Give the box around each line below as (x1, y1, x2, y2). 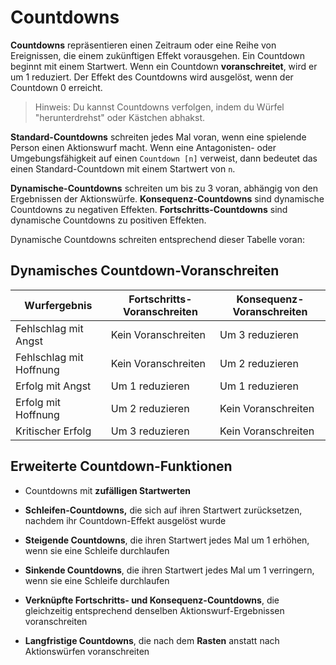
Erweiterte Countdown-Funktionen (10, 458, 233, 475)
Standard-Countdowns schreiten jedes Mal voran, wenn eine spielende (10, 131, 307, 143)
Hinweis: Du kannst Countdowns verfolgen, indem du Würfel (34, 101, 285, 113)
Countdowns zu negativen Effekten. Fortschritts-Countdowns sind (10, 203, 288, 215)
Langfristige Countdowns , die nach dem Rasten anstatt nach (24, 634, 280, 646)
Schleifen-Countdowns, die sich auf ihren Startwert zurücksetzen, (24, 504, 303, 516)
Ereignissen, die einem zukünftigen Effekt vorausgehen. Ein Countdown (10, 49, 306, 61)
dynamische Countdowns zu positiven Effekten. (10, 214, 207, 226)
